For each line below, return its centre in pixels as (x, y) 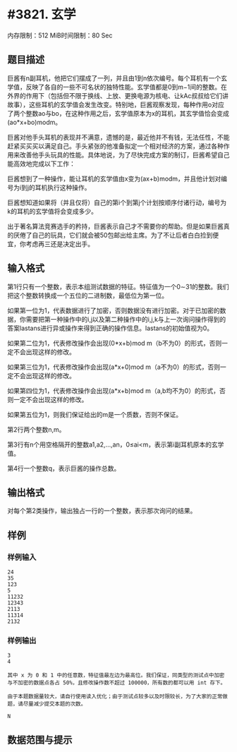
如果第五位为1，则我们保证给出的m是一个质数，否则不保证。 (95, 414)
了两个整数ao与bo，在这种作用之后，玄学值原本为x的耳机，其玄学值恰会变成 (118, 113)
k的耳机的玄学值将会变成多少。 (52, 211)
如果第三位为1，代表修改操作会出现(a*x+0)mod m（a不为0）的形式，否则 (114, 367)
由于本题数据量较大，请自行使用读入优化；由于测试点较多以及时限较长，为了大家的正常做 (117, 697)
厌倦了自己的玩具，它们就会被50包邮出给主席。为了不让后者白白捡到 (113, 235)
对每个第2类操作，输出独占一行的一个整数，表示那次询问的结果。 (102, 511)
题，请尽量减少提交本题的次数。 (47, 704)
